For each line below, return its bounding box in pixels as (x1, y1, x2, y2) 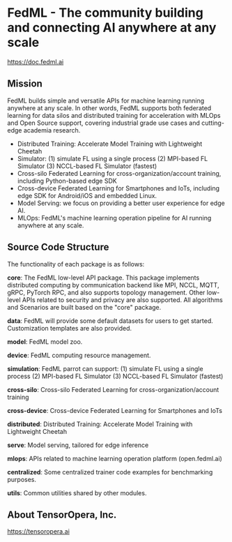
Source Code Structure (7, 241, 109, 253)
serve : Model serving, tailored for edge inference (7, 441, 149, 449)
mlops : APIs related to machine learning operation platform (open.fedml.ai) (7, 454, 223, 462)
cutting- (201, 119, 225, 127)
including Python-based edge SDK (17, 176, 117, 185)
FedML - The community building (7, 5, 203, 21)
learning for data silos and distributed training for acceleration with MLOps (7, 111, 221, 119)
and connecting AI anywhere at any (7, 20, 217, 36)
